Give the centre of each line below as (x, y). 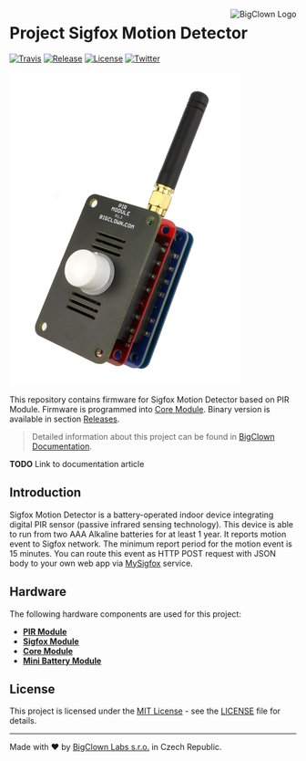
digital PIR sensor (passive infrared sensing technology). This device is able (152, 524)
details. (23, 721)
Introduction (46, 493)
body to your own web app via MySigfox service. (101, 563)
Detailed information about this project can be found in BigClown (153, 436)
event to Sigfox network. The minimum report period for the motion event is (151, 544)
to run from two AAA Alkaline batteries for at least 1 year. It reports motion (148, 534)
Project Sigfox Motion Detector (129, 33)
